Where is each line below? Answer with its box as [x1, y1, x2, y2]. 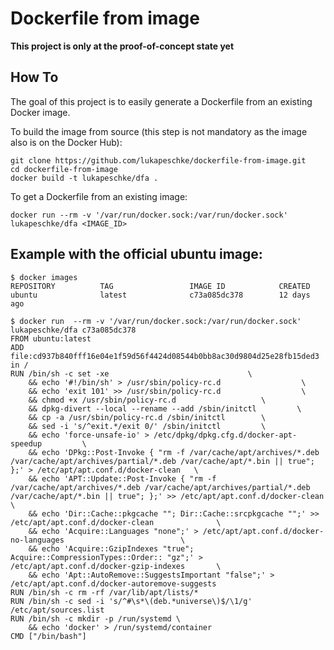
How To [10, 69, 59, 86]
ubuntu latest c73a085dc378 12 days [10, 290, 311, 300]
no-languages [10, 535, 65, 545]
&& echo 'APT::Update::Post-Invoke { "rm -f [28, 473, 217, 484]
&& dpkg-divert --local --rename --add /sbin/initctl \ [28, 403, 302, 414]
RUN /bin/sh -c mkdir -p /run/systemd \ [10, 613, 182, 624]
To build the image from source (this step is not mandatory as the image [10, 125, 308, 137]
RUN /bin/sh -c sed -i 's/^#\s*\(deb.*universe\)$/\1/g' [10, 596, 253, 606]
